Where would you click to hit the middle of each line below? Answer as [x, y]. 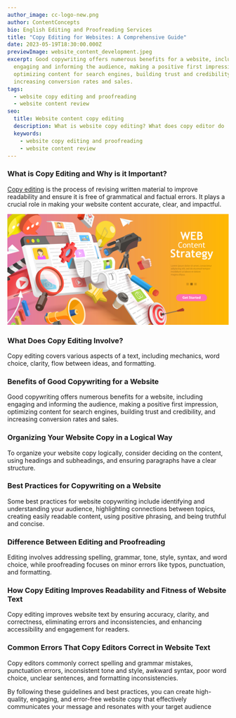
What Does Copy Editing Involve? [65, 340]
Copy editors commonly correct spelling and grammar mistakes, [100, 663]
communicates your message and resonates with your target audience [110, 706]
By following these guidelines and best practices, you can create [101, 691]
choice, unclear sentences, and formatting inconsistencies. [93, 678]
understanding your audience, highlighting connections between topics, [111, 508]
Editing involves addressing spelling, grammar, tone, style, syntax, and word [117, 557]
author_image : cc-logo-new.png [53, 15]
